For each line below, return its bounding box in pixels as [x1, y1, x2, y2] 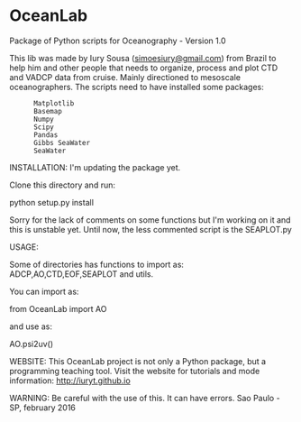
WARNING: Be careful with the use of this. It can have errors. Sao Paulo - [9, 392, 281, 403]
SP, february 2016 [9, 402, 77, 413]
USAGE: [9, 241, 39, 252]
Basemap [32, 106, 63, 115]
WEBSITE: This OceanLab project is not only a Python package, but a [9, 355, 267, 366]
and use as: [9, 321, 52, 332]
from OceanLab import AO [9, 303, 107, 314]
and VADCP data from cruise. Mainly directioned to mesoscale [9, 71, 242, 82]
